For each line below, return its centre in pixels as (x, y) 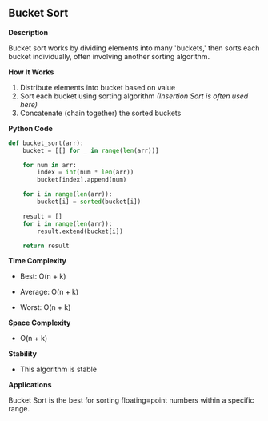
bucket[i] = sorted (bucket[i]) (89, 202)
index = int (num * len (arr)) (86, 172)
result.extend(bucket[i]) (80, 231)
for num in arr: (50, 165)
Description (28, 32)
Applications (30, 385)
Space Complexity (40, 323)
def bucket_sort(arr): (46, 143)
